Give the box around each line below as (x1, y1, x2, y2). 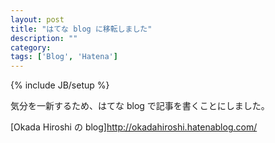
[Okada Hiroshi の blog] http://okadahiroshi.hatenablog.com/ (10, 121, 258, 133)
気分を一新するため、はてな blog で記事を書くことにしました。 (10, 100, 270, 112)
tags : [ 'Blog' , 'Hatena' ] (10, 52, 118, 62)
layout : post (10, 14, 65, 25)
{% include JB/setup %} (10, 79, 110, 91)
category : (10, 42, 52, 53)
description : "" (10, 33, 78, 43)
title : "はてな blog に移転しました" (10, 24, 153, 34)
